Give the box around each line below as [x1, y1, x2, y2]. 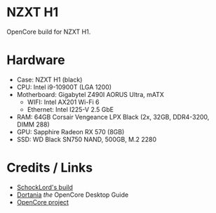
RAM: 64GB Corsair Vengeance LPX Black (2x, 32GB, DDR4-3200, [16, 112, 210, 121]
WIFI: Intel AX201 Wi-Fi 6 [27, 98, 100, 106]
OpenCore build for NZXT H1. [6, 27, 91, 36]
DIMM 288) [16, 120, 50, 129]
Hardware [6, 52, 65, 68]
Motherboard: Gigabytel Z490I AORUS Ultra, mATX [16, 90, 164, 98]
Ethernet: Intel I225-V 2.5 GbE [27, 105, 114, 113]
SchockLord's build [16, 183, 73, 191]
